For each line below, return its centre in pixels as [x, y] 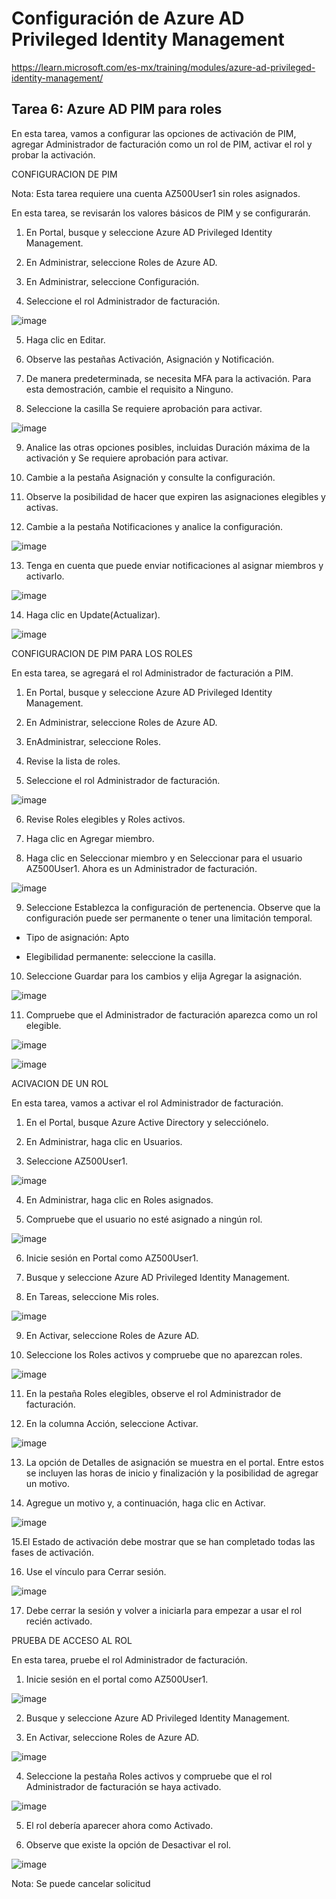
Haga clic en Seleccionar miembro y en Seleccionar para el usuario [164, 858]
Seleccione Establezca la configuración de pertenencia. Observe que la [173, 907]
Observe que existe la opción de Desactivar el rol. [128, 1844]
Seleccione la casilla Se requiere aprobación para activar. [144, 408]
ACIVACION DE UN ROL [60, 1083]
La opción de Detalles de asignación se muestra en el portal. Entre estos [174, 1462]
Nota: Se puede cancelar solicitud [81, 1883]
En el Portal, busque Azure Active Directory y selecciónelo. [147, 1122]
